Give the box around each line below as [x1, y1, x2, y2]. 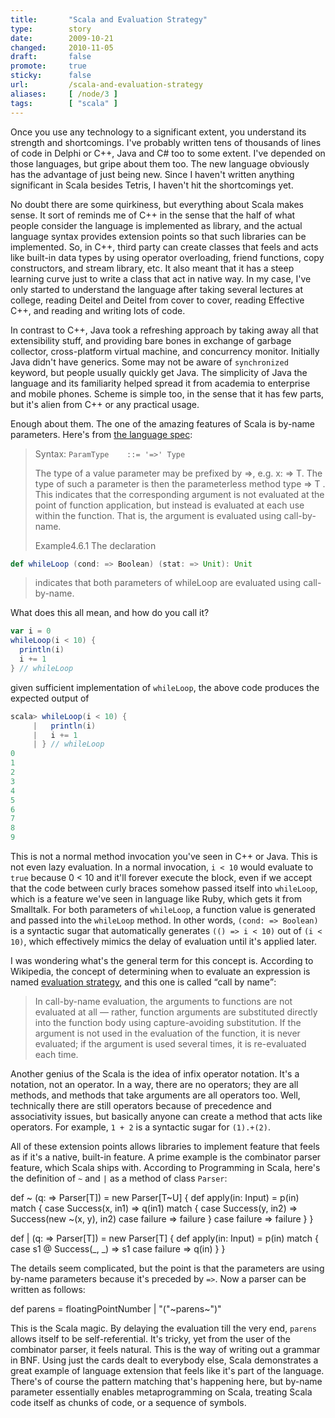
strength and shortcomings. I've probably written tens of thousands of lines [10, 136, 322, 148]
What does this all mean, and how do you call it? [10, 607, 210, 619]
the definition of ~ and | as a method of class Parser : [10, 1172, 228, 1184]
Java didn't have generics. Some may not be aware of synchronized [10, 356, 289, 368]
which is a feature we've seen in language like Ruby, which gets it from [10, 893, 302, 905]
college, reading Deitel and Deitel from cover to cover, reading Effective [10, 294, 305, 306]
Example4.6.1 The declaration [34, 539, 157, 551]
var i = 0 [10, 626, 52, 636]
